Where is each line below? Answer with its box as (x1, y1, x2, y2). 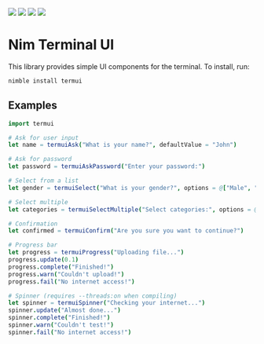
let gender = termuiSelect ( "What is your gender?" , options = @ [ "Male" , (8, 184, 251, 192)
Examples (8, 99, 57, 112)
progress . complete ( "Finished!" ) (8, 263, 114, 271)
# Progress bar (8, 241, 58, 249)
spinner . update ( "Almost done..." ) (8, 306, 122, 314)
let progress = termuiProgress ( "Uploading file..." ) (8, 248, 185, 257)
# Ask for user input (8, 134, 79, 141)
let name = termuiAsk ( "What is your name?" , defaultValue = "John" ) (8, 141, 237, 149)
